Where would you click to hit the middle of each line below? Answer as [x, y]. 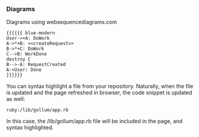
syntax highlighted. [30, 127]
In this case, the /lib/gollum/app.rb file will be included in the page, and [94, 121]
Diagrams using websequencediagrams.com [62, 22]
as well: [16, 99]
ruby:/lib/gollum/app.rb [37, 110]
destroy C [19, 59]
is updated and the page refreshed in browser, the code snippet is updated [99, 93]
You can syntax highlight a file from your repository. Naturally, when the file [100, 87]
